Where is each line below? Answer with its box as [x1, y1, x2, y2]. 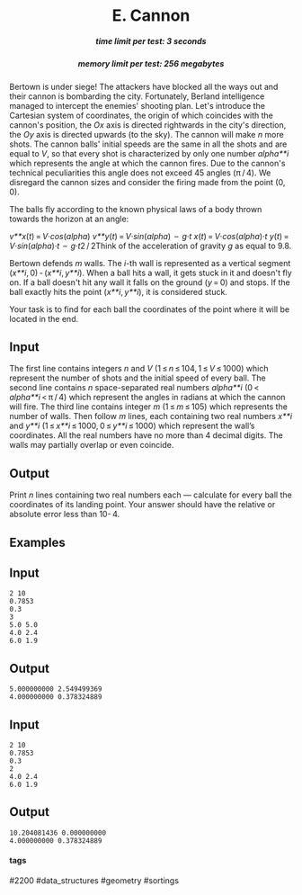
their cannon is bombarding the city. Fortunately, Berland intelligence [9, 91, 265, 102]
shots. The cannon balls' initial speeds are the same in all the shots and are [9, 139, 288, 149]
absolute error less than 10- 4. [9, 509, 120, 520]
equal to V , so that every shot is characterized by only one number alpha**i [9, 148, 289, 158]
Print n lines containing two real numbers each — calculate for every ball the [9, 489, 292, 500]
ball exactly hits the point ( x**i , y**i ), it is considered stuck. [9, 286, 227, 297]
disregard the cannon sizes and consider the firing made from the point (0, [9, 176, 286, 187]
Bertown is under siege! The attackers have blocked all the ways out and [9, 81, 279, 92]
